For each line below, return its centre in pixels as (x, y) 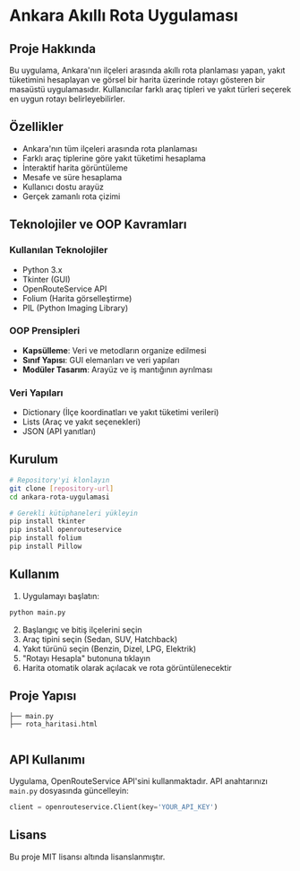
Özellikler (37, 127)
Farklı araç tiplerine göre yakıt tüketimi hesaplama (114, 158)
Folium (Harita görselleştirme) (77, 298)
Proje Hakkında (53, 49)
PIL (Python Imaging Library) (75, 308)
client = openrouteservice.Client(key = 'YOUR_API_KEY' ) (114, 807)
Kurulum (34, 460)
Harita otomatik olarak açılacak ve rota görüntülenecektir (127, 667)
